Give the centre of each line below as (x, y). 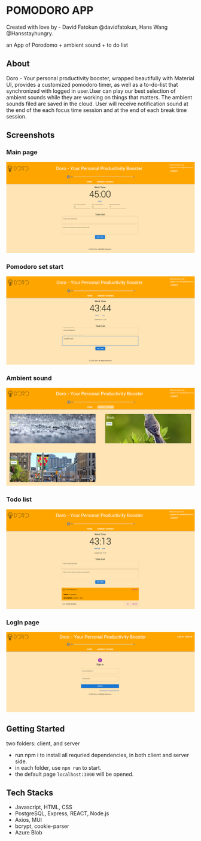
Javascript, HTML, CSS (44, 807)
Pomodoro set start (35, 266)
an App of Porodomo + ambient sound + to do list (67, 45)
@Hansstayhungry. (30, 33)
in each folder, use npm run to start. (58, 767)
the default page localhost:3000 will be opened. (74, 774)
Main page (22, 152)
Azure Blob (29, 833)
